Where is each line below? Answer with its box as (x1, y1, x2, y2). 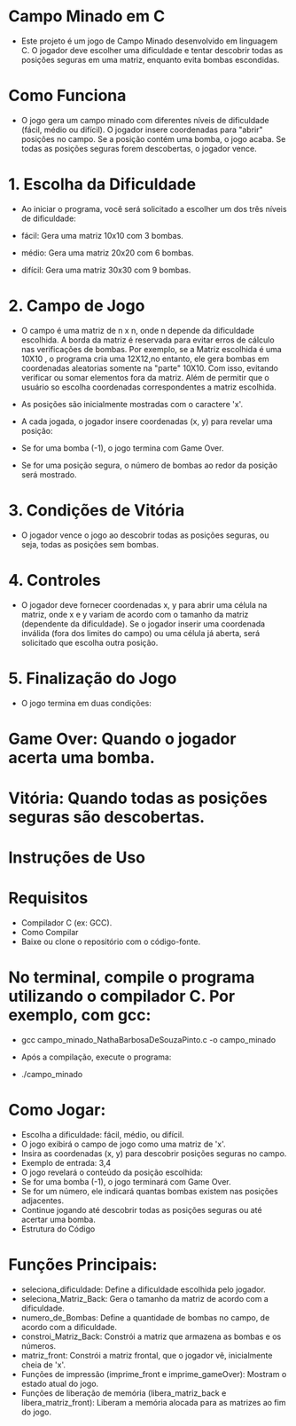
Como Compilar (20, 927, 79, 938)
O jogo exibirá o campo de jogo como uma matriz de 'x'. (20, 1138, 227, 1149)
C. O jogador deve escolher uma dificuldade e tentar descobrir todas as (20, 44, 284, 55)
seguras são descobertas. (8, 807, 206, 827)
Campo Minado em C (8, 6, 166, 27)
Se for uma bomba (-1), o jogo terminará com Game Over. (20, 1176, 231, 1186)
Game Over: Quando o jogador (8, 729, 237, 749)
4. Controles (8, 570, 101, 590)
